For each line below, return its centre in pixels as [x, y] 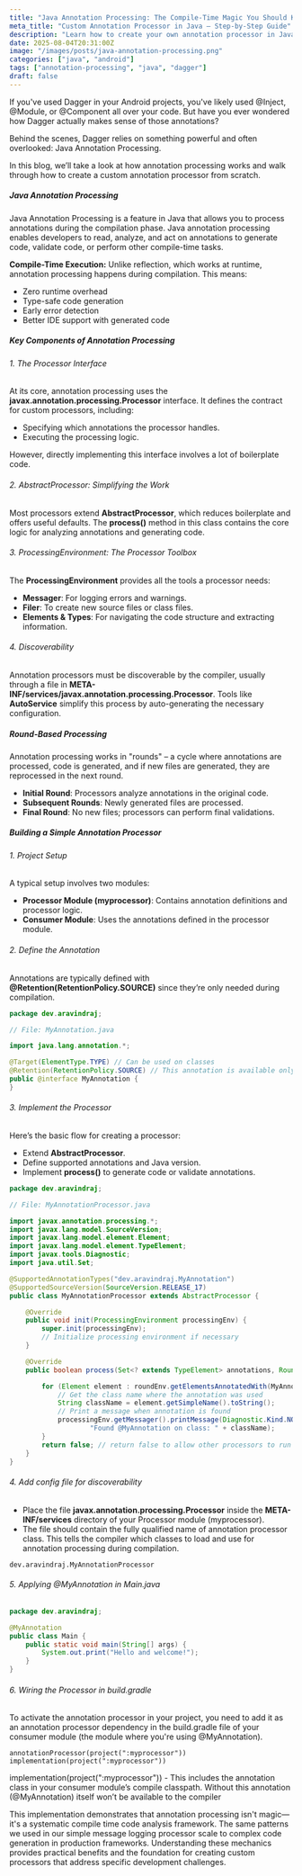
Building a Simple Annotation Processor [85, 832]
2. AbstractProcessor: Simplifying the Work [89, 485]
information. [44, 626]
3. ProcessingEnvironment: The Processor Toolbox [103, 552]
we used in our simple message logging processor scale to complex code [146, 1834]
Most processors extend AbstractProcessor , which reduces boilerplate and [150, 513]
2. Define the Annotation [55, 950]
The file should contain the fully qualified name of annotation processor [155, 1529]
